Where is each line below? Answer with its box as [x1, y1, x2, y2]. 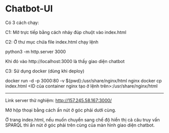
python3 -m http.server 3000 [5, 48, 66, 54]
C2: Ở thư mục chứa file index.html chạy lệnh [5, 38, 99, 45]
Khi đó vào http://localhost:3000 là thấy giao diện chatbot [5, 58, 125, 64]
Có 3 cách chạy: [5, 19, 39, 25]
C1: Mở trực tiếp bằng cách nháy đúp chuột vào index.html [5, 29, 127, 35]
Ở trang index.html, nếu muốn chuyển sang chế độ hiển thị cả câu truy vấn [5, 116, 160, 122]
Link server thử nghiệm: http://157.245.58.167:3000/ [5, 97, 112, 103]
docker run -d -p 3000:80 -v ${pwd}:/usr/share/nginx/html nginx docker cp [5, 77, 162, 83]
